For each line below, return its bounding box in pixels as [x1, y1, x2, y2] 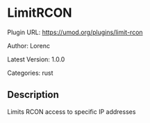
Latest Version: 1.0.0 [7, 55, 65, 64]
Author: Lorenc [7, 41, 51, 50]
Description [7, 89, 59, 101]
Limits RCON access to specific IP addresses [7, 107, 136, 116]
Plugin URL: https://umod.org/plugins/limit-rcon [7, 28, 144, 36]
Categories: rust [7, 68, 53, 77]
